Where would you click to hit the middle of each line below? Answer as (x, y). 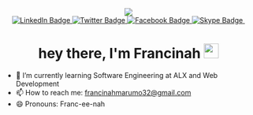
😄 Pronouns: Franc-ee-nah (60, 104)
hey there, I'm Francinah (119, 54)
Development (37, 83)
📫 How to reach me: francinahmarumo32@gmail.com (103, 92)
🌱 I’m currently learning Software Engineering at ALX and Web (117, 75)
